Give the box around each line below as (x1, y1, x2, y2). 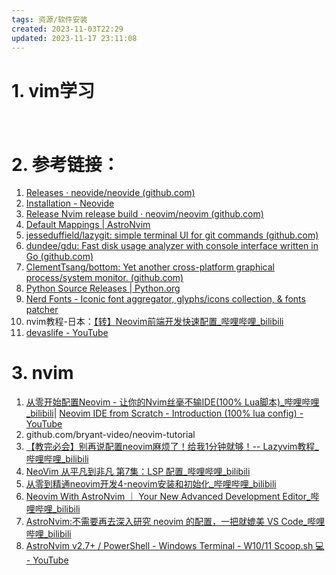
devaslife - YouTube (25, 327, 109, 339)
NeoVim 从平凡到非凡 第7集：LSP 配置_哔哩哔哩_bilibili (25, 466, 251, 478)
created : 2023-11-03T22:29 (11, 24, 124, 34)
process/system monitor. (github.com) (25, 272, 184, 284)
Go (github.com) (25, 251, 94, 263)
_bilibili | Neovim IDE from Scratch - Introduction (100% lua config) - (25, 407, 304, 420)
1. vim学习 (11, 79, 96, 102)
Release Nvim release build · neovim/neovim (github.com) (25, 208, 264, 220)
